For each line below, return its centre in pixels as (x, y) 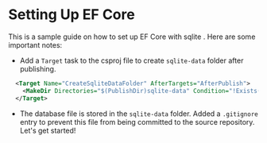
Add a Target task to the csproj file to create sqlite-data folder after (132, 60)
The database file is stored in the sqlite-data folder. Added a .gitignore (139, 114)
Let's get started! (48, 130)
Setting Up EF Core (72, 15)
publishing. (38, 68)
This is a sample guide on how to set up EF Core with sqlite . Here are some (132, 37)
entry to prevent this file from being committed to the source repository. (137, 122)
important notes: (35, 44)
